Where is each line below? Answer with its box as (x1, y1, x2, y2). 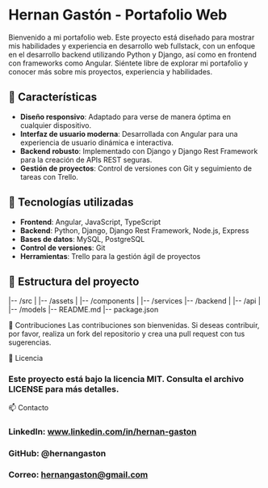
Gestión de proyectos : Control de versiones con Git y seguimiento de (19, 163, 253, 173)
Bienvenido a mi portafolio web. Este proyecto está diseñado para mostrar (8, 32, 255, 42)
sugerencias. (8, 337, 52, 347)
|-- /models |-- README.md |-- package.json (8, 305, 159, 315)
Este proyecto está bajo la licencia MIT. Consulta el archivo (8, 374, 245, 385)
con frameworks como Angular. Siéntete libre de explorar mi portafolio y (8, 58, 249, 68)
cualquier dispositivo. (19, 120, 92, 130)
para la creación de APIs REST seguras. (19, 155, 153, 164)
